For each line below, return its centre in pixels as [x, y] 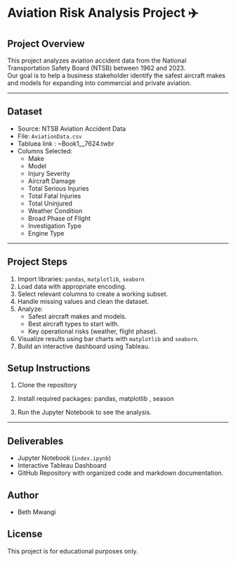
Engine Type [46, 233]
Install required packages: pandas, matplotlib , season [96, 399]
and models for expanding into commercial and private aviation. [99, 83]
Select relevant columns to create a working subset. [93, 294]
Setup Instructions [49, 368]
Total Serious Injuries [58, 188]
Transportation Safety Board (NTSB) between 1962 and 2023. [97, 68]
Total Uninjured [50, 203]
